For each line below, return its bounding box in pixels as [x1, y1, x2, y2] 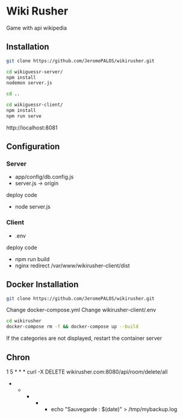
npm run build [14, 255, 50, 262]
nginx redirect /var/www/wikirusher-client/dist [14, 262, 130, 269]
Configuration [6, 141, 60, 152]
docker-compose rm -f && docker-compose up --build [6, 323, 138, 330]
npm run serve [6, 113, 42, 119]
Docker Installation [6, 279, 79, 290]
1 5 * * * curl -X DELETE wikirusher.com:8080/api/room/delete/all [6, 368, 168, 375]
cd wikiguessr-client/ [6, 102, 63, 108]
